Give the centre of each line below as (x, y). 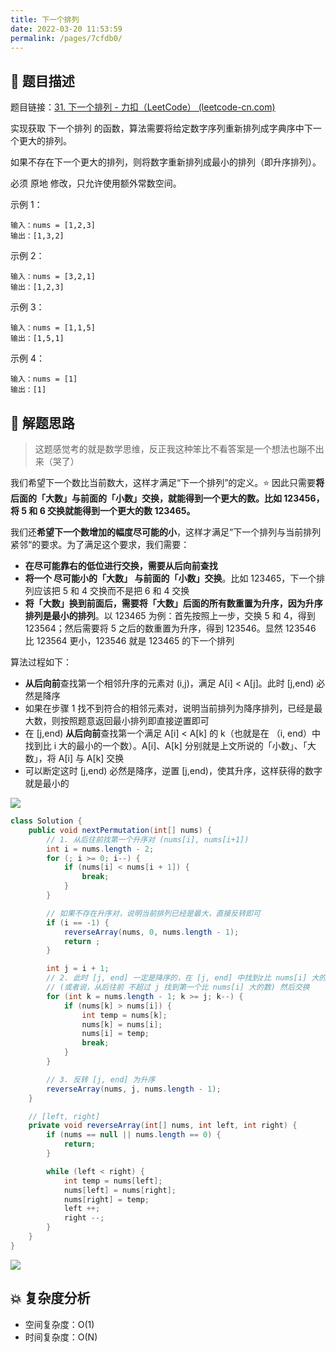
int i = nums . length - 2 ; (100, 849)
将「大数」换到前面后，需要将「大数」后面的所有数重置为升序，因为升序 (173, 603)
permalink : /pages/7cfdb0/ (66, 38)
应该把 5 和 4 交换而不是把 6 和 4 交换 (111, 590)
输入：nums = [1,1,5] (53, 328)
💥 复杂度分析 (50, 1298)
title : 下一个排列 (45, 19)
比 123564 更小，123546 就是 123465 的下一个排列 (129, 640)
